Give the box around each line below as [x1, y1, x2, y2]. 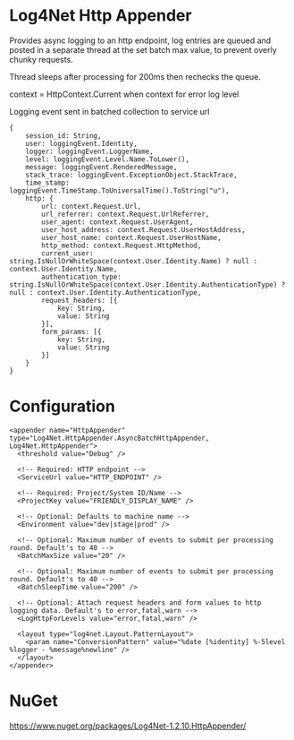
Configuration [9, 396, 116, 417]
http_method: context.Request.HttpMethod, [41, 241, 202, 250]
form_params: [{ [41, 327, 102, 336]
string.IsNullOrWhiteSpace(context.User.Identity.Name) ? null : [9, 256, 257, 265]
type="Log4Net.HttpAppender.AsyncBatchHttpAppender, [9, 434, 210, 443]
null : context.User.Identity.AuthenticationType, [9, 288, 202, 297]
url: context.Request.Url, [41, 202, 142, 211]
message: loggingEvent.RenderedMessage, [25, 162, 178, 171]
